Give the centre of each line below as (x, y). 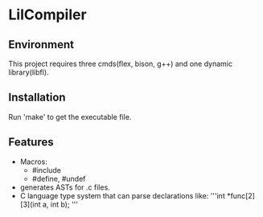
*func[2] (241, 195)
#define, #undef (59, 178)
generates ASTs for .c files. (65, 187)
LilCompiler (47, 15)
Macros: (34, 162)
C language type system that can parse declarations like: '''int (122, 195)
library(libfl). (29, 72)
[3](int (31, 204)
